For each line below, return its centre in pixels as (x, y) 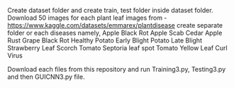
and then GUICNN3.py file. (46, 77)
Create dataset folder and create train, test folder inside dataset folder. (111, 10)
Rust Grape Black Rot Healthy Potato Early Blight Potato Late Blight (105, 40)
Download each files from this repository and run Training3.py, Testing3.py (116, 69)
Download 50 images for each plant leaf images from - (87, 18)
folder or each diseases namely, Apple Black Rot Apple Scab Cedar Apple (115, 33)
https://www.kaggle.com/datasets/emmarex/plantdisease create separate (115, 25)
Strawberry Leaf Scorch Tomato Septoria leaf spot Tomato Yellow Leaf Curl (118, 48)
